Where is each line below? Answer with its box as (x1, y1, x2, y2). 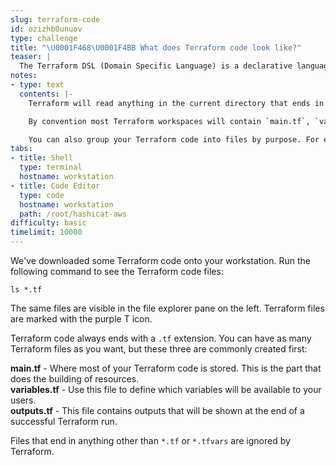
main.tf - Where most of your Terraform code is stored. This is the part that (10, 362, 322, 374)
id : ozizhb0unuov (10, 24, 83, 34)
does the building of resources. (10, 373, 140, 385)
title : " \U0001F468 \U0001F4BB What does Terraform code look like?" (10, 42, 302, 53)
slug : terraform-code (10, 14, 101, 25)
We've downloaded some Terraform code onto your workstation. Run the (10, 255, 311, 266)
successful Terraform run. (10, 416, 118, 427)
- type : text (10, 80, 65, 90)
